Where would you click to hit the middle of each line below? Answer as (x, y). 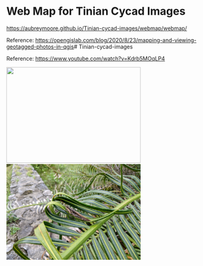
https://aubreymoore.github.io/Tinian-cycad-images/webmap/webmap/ (97, 28)
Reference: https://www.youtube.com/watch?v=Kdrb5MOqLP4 (86, 58)
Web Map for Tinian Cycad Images (96, 11)
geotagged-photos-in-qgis (40, 47)
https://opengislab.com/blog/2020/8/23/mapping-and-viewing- (116, 40)
